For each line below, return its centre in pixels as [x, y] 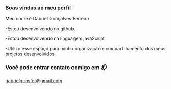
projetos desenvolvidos [30, 54]
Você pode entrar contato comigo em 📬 [56, 68]
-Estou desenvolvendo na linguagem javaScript [55, 39]
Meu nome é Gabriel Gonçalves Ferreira [47, 19]
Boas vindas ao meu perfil [38, 8]
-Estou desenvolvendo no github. [40, 29]
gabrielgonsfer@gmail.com [34, 80]
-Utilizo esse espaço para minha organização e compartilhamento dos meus [86, 49]
